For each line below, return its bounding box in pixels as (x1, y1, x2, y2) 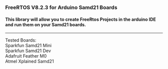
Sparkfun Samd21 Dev (5, 48, 51, 54)
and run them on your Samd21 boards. (5, 21, 86, 27)
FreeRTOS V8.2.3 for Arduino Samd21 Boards (5, 4, 117, 11)
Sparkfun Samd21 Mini (5, 43, 51, 49)
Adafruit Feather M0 (5, 53, 47, 59)
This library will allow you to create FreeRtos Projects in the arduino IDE (5, 16, 156, 22)
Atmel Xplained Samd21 (5, 59, 54, 65)
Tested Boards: (5, 37, 36, 43)
